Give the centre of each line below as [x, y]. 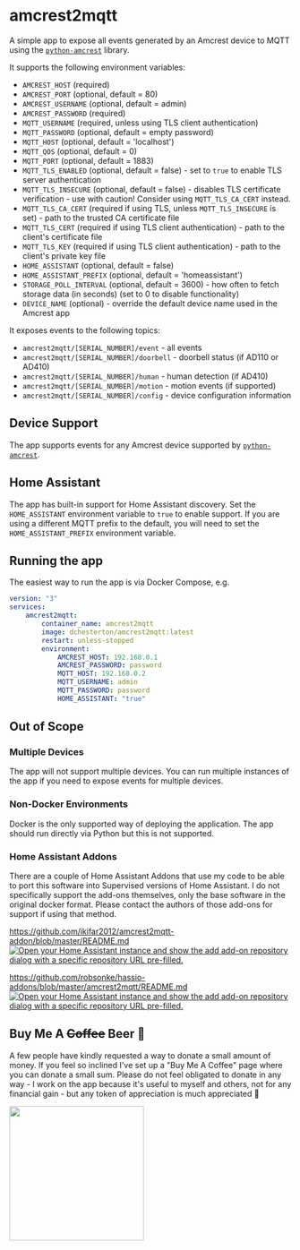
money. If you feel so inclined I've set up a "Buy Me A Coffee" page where [146, 1065]
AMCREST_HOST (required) [66, 84]
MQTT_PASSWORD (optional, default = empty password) [118, 132]
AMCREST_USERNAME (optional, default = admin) [104, 103]
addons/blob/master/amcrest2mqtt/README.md [99, 987]
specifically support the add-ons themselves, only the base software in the [148, 895]
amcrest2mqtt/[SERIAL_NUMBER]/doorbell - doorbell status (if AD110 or [150, 357]
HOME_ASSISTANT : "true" [101, 698]
